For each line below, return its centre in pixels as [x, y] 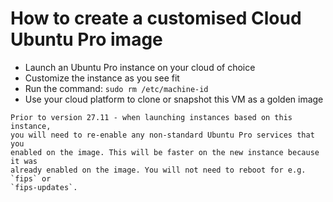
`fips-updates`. [44, 187]
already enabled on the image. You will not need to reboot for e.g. [158, 170]
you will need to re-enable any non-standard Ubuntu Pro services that [162, 135]
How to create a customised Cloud [156, 18]
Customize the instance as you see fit [102, 78]
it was [24, 161]
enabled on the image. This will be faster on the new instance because [165, 152]
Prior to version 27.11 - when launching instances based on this [151, 117]
